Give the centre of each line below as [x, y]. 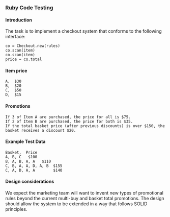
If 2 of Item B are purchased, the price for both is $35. [69, 122]
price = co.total [24, 59]
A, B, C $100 [21, 157]
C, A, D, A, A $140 [34, 170]
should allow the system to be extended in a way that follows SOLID [76, 204]
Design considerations [30, 182]
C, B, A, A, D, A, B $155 [34, 166]
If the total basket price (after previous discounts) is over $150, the [85, 126]
